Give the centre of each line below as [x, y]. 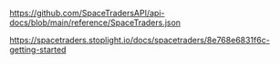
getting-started [38, 50]
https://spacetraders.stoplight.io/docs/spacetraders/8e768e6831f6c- [140, 40]
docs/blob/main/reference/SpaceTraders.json [95, 23]
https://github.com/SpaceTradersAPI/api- [88, 13]
